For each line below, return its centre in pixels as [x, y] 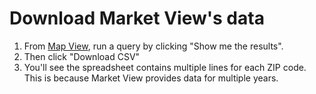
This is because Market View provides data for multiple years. [151, 78]
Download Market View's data [137, 18]
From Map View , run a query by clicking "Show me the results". [153, 46]
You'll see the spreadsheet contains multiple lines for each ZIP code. [165, 67]
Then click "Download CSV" [82, 56]
